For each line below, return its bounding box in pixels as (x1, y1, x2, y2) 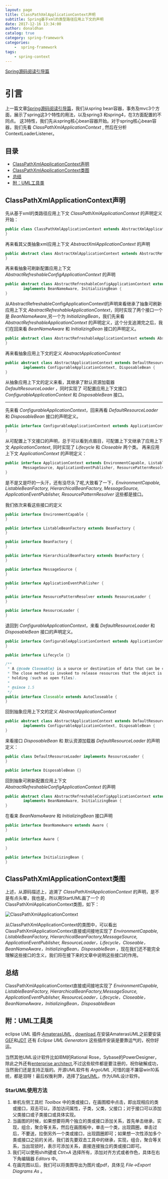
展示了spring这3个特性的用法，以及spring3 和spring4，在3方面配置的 (13, 112, 157, 118)
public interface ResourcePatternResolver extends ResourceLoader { (5, 594, 151, 599)
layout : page (5, 7, 32, 13)
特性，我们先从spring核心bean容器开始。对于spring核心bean (26, 118, 152, 124)
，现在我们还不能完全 (116, 946, 160, 952)
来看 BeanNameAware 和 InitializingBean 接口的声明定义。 (18, 326, 139, 332)
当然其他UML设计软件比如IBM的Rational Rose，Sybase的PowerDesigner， (5, 1054, 159, 1060)
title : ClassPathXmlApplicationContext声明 (5, 12, 96, 17)
